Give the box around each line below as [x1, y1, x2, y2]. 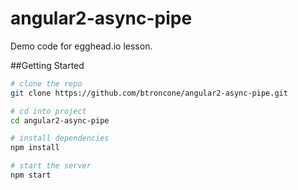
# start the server [10, 161, 92, 171]
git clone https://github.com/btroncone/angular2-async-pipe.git [10, 88, 288, 98]
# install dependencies [10, 133, 110, 144]
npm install [10, 143, 60, 153]
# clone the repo [10, 78, 83, 89]
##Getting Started [10, 59, 85, 71]
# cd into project [10, 106, 87, 116]
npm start [10, 170, 52, 181]
